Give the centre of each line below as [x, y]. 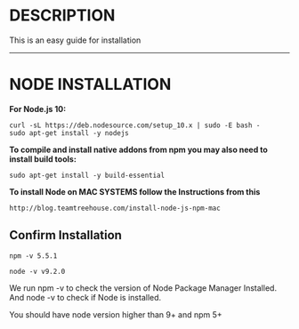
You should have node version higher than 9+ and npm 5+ [116, 314]
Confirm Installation [66, 235]
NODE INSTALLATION [90, 84]
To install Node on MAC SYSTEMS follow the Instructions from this [135, 191]
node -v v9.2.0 [37, 271]
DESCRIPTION [62, 16]
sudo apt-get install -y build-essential [87, 175]
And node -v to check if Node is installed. [85, 297]
